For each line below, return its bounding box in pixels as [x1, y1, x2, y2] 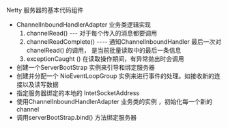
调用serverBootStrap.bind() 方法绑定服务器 [16, 114, 137, 121]
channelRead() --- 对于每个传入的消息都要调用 [26, 29, 158, 37]
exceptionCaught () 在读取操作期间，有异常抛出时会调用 [26, 55, 185, 63]
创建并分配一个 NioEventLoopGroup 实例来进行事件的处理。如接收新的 [16, 72, 215, 80]
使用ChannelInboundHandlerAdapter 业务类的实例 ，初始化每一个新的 [16, 98, 213, 105]
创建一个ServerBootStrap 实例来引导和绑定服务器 [16, 64, 155, 71]
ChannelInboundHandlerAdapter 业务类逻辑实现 [16, 21, 152, 29]
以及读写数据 [22, 81, 59, 88]
